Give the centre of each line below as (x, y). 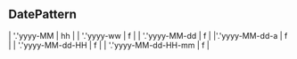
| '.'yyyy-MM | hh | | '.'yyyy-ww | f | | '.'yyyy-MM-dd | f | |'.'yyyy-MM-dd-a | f (148, 35)
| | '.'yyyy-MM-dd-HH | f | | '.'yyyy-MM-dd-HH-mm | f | (109, 45)
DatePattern (43, 15)
